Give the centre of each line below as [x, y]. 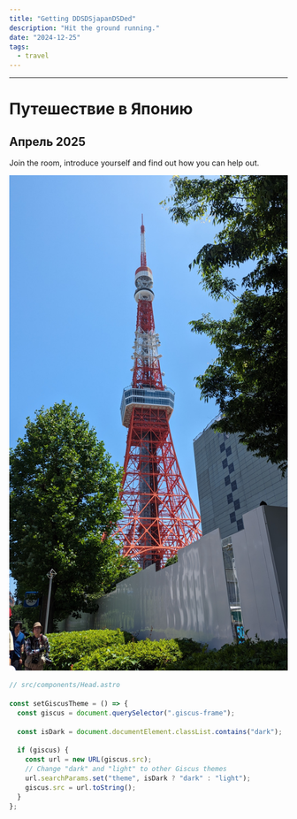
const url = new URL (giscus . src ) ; [88, 760]
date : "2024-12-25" [45, 37]
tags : [19, 47]
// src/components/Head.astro [65, 685]
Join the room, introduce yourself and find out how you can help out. [134, 163]
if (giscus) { [43, 750]
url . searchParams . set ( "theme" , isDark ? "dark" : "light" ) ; [138, 778]
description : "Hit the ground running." [85, 28]
